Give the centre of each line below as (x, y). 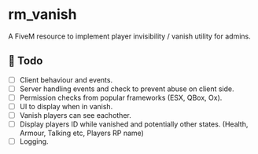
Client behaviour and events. (66, 79)
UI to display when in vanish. (66, 106)
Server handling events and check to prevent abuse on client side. (127, 89)
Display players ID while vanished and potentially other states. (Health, (134, 124)
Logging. (34, 141)
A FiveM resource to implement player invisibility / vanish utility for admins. (130, 36)
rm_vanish (42, 15)
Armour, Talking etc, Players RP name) (81, 133)
